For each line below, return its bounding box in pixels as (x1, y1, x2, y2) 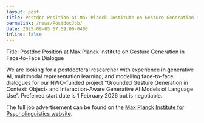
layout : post (6, 8, 39, 15)
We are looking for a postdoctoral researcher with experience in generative (6, 66, 194, 73)
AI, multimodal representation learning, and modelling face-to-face (6, 73, 174, 80)
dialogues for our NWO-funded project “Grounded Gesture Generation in (6, 79, 188, 87)
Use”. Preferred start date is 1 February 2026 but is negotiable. (6, 92, 163, 99)
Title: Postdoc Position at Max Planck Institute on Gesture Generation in (6, 48, 185, 55)
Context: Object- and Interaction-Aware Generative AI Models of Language (6, 85, 194, 93)
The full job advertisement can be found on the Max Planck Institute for (6, 104, 185, 111)
